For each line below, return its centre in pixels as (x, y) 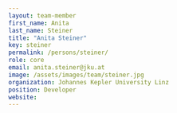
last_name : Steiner (41, 30)
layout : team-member (43, 16)
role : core (26, 60)
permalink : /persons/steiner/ (59, 53)
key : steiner (30, 45)
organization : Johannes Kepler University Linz (89, 82)
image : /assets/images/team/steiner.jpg (77, 75)
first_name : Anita (39, 23)
